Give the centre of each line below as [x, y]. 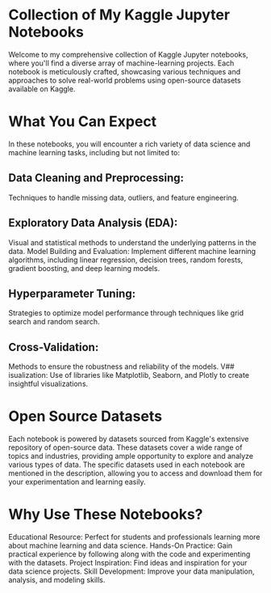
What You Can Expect [83, 122]
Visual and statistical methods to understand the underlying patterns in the [132, 242]
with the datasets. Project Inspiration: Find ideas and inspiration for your [128, 563]
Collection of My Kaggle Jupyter [119, 15]
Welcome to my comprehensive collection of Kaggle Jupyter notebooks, [128, 54]
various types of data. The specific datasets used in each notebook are [127, 465]
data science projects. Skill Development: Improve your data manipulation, [132, 571]
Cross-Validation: [54, 347]
